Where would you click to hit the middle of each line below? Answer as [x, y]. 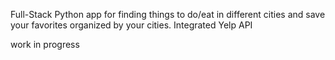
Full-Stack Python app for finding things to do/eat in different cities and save [168, 14]
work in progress [45, 44]
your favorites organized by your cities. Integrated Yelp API [131, 25]
